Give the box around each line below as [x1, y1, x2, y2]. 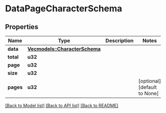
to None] [138, 90, 159, 97]
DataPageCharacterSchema [5, 3, 123, 14]
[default [138, 84, 157, 90]
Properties [5, 23, 39, 31]
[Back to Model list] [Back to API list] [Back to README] [5, 103, 119, 109]
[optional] [138, 77, 162, 84]
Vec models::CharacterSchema [27, 45, 101, 52]
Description [105, 38, 134, 44]
